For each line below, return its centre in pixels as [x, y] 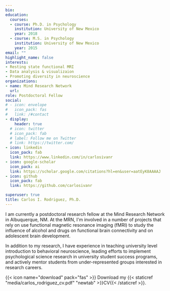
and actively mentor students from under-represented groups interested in [84, 262]
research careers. [24, 267]
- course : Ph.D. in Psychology [43, 24]
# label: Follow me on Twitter [43, 138]
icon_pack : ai [25, 166]
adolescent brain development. [38, 236]
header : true [28, 124]
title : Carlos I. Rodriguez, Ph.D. [43, 200]
